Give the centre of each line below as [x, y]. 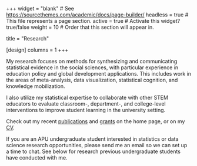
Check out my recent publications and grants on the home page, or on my [96, 121]
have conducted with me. [37, 157]
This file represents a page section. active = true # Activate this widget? [93, 21]
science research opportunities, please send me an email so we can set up [97, 145]
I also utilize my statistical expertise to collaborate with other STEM [87, 97]
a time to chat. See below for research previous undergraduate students [94, 151]
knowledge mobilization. [36, 86]
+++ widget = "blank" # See [40, 9]
